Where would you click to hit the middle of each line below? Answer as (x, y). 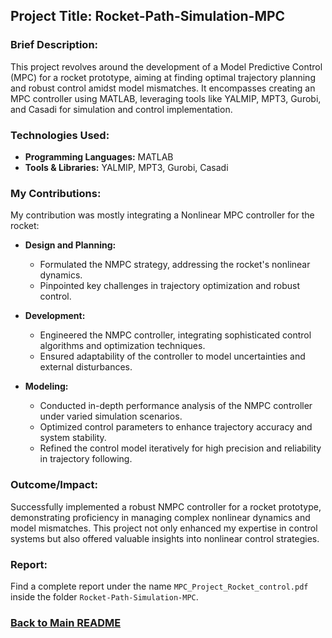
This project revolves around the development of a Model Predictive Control (166, 66)
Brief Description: (54, 45)
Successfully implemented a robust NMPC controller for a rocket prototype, (166, 506)
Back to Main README (66, 622)
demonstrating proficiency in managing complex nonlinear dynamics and (160, 517)
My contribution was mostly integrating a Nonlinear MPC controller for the (162, 215)
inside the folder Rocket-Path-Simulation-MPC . (104, 596)
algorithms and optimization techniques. (122, 346)
